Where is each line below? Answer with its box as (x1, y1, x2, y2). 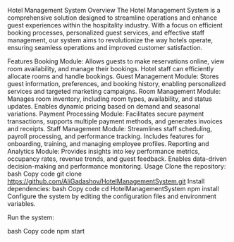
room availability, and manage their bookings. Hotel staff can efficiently (7, 65, 214, 73)
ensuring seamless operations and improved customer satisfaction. (7, 44, 203, 52)
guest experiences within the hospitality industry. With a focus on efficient (7, 21, 223, 29)
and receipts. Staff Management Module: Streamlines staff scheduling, (7, 125, 213, 133)
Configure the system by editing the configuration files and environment (7, 192, 217, 200)
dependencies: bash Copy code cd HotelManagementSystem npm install (7, 185, 220, 193)
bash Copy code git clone (7, 169, 82, 178)
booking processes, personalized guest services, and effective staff (7, 28, 205, 37)
